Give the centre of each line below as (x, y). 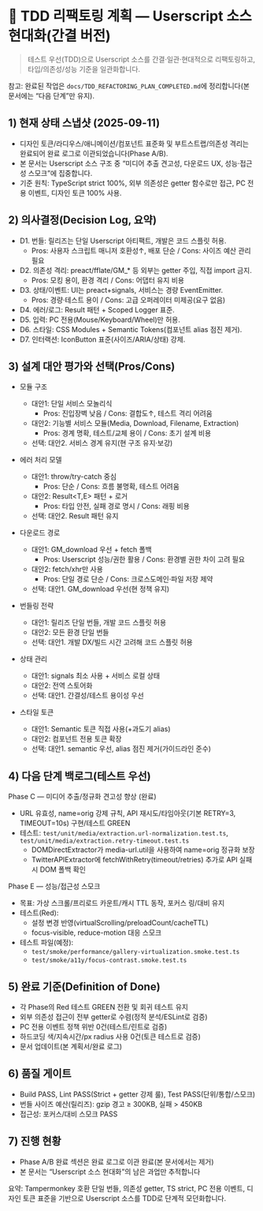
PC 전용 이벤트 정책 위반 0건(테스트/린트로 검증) (93, 1027)
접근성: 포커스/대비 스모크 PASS (69, 1114)
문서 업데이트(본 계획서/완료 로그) (71, 1047)
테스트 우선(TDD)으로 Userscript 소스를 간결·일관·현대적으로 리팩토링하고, (141, 59)
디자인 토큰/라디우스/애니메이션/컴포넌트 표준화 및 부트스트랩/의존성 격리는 (134, 144)
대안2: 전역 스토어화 (62, 686)
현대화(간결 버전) (60, 36)
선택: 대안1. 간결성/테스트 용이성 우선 (87, 696)
